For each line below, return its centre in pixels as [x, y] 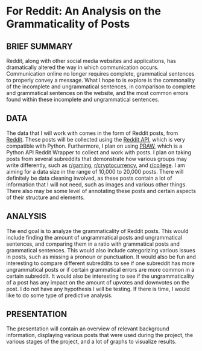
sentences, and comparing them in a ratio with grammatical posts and [93, 244]
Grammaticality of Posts [68, 24]
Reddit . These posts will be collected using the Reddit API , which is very [96, 139]
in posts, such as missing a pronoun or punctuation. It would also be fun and [101, 257]
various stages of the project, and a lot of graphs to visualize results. [91, 342]
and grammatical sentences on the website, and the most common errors [97, 93]
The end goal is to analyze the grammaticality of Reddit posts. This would [97, 231]
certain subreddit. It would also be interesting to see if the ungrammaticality [100, 276]
